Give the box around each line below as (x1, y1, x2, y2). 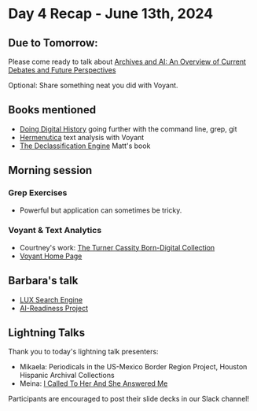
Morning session (8, 164, 93, 177)
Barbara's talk (8, 274, 79, 287)
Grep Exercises (8, 187, 68, 198)
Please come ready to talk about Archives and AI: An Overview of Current (8, 57, 246, 66)
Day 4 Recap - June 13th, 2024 (8, 5, 214, 23)
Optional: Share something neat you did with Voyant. (8, 80, 178, 90)
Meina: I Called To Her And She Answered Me (19, 379, 168, 388)
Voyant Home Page (19, 251, 83, 261)
